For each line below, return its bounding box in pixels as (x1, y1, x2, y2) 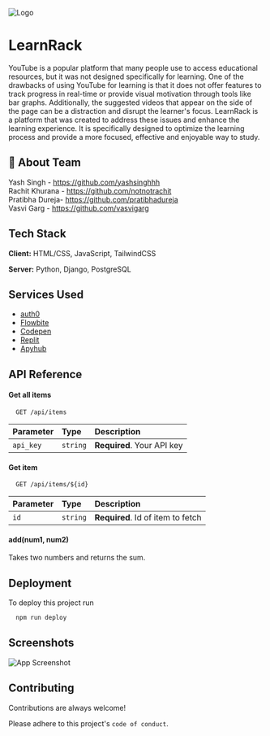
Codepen (19, 326, 52, 337)
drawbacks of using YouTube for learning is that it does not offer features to (8, 80, 262, 89)
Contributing (8, 682, 75, 695)
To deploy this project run (8, 598, 95, 608)
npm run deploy (15, 614, 67, 622)
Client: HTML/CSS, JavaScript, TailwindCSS (8, 248, 156, 258)
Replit (19, 335, 40, 345)
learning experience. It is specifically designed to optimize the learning (8, 123, 245, 133)
